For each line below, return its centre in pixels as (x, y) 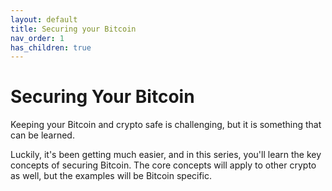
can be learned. (42, 135)
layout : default (44, 19)
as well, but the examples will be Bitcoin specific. (111, 176)
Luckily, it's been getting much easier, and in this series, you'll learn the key (166, 155)
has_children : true (51, 47)
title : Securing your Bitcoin (73, 29)
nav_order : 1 (37, 38)
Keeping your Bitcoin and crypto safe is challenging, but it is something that (166, 125)
